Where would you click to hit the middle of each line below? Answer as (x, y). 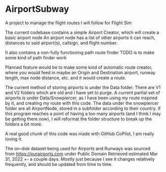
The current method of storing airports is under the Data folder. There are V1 (83, 87)
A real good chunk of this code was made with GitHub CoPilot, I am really (80, 133)
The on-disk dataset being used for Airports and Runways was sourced (78, 148)
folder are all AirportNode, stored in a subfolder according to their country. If (83, 108)
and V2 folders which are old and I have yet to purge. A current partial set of (83, 92)
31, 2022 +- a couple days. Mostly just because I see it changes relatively (80, 159)
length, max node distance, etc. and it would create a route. (66, 78)
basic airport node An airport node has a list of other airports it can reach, (80, 38)
